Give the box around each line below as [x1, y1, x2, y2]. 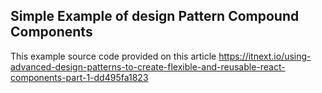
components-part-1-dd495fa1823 [10, 71, 149, 83]
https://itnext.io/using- [218, 50, 312, 62]
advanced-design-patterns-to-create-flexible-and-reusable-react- [10, 60, 286, 73]
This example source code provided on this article [10, 50, 217, 62]
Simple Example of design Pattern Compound [10, 8, 300, 25]
